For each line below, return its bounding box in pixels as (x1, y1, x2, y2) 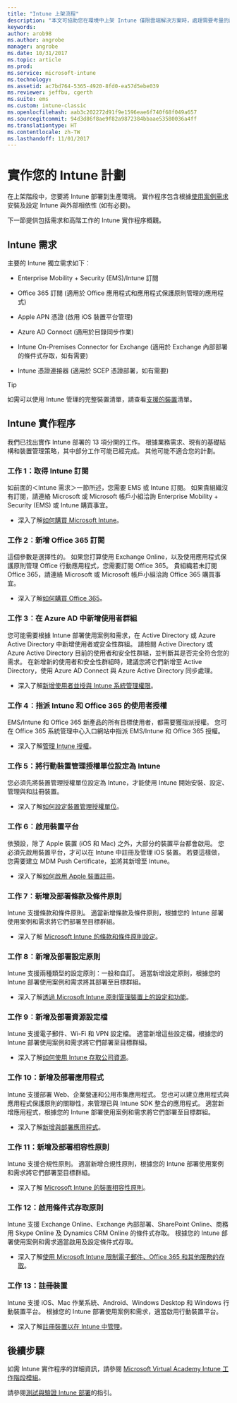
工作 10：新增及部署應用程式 (7, 1073, 104, 1083)
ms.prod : (7, 63, 33, 70)
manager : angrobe (7, 43, 59, 50)
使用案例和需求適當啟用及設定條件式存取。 (13, 1238, 138, 1246)
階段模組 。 (13, 1373, 44, 1382)
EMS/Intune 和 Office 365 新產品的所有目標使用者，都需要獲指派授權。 (7, 718, 213, 726)
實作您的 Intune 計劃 (7, 167, 126, 183)
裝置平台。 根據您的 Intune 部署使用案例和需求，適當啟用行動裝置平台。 (13, 1307, 223, 1315)
